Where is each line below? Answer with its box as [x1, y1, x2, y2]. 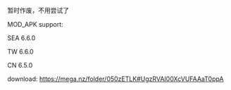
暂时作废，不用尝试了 [7, 6, 69, 14]
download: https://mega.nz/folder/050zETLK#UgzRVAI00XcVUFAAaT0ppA [7, 75, 224, 83]
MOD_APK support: [7, 20, 63, 28]
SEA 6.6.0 [7, 34, 36, 42]
